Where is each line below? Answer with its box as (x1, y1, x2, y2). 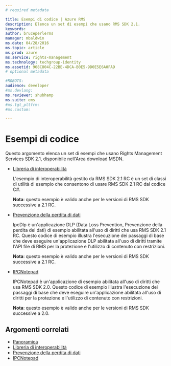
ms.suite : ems (5, 97, 36, 102)
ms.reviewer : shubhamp (5, 93, 54, 98)
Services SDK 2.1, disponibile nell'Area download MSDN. (5, 156, 124, 162)
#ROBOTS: (5, 78, 24, 83)
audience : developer (5, 83, 50, 89)
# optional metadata (5, 69, 50, 74)
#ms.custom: (5, 107, 31, 112)
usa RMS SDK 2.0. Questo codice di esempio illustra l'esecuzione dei (12, 284, 158, 290)
